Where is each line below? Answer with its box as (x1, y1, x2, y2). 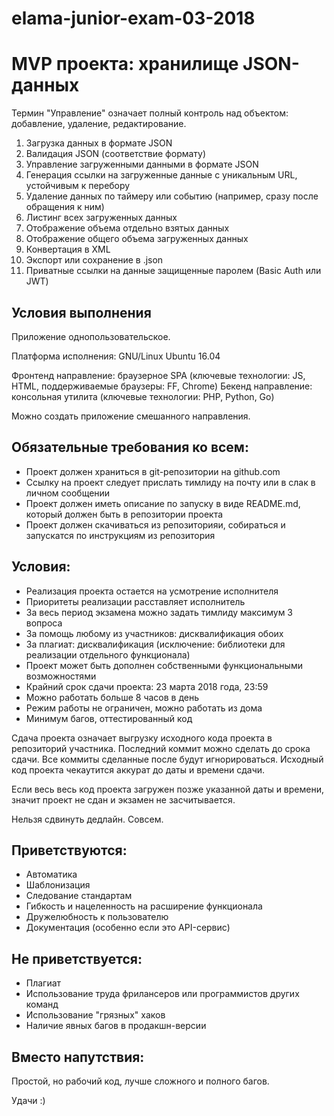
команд (25, 998, 59, 1011)
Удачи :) (11, 1095, 46, 1106)
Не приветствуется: (11, 950, 143, 967)
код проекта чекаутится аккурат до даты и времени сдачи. (11, 763, 266, 776)
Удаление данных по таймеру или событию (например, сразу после (25, 190, 319, 202)
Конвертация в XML (25, 243, 111, 256)
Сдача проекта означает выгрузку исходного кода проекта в (11, 732, 273, 744)
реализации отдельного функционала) (25, 648, 191, 661)
